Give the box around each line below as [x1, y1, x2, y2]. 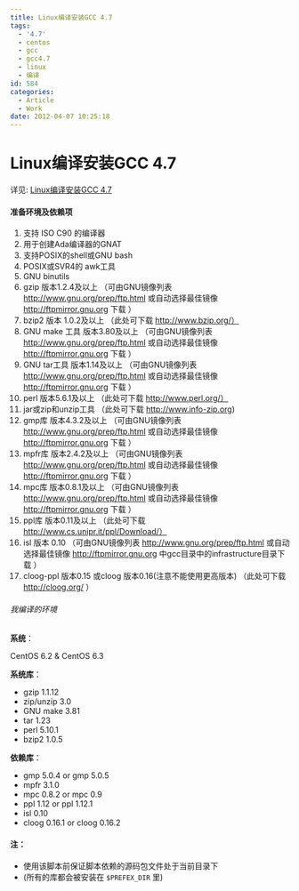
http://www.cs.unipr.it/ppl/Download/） [22, 526, 167, 537]
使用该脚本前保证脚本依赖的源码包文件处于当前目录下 [22, 860, 219, 871]
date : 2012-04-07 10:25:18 [10, 112, 110, 121]
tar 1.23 [22, 715, 52, 726]
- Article [18, 95, 54, 105]
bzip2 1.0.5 [22, 734, 63, 745]
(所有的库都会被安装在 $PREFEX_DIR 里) [22, 871, 164, 882]
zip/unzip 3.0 [22, 696, 72, 707]
